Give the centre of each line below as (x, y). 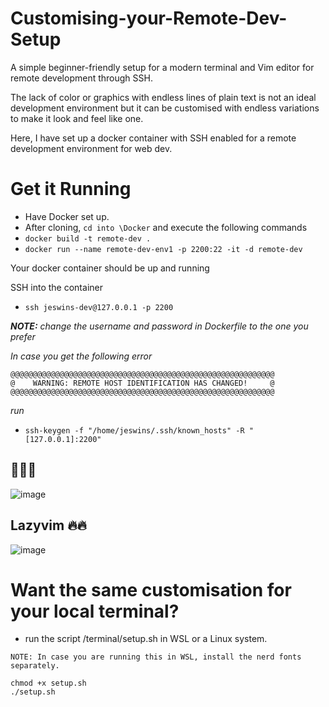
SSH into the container (56, 287)
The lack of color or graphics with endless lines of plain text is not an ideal (163, 97)
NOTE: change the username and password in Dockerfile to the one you (159, 326)
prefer (23, 336)
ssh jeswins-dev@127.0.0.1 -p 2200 (99, 307)
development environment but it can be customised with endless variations (165, 108)
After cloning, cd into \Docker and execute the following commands (166, 227)
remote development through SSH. (81, 78)
